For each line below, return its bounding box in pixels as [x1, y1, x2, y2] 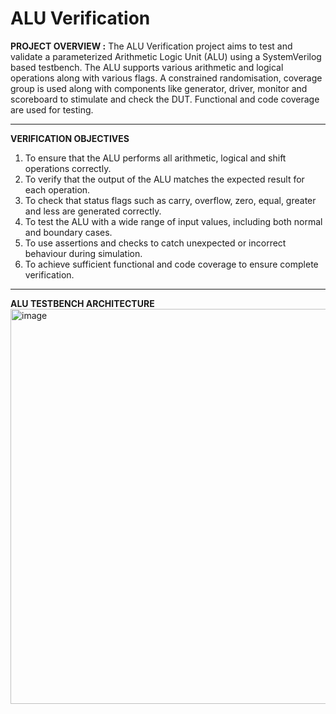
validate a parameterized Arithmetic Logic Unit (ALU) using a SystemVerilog [10, 50, 322, 62]
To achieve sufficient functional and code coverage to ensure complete [24, 258, 319, 270]
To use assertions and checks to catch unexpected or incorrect [24, 237, 287, 249]
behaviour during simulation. [24, 247, 143, 259]
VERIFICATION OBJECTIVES [10, 132, 130, 144]
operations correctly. [24, 162, 112, 174]
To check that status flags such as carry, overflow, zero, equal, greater [24, 194, 317, 206]
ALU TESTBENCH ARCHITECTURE [10, 297, 155, 309]
